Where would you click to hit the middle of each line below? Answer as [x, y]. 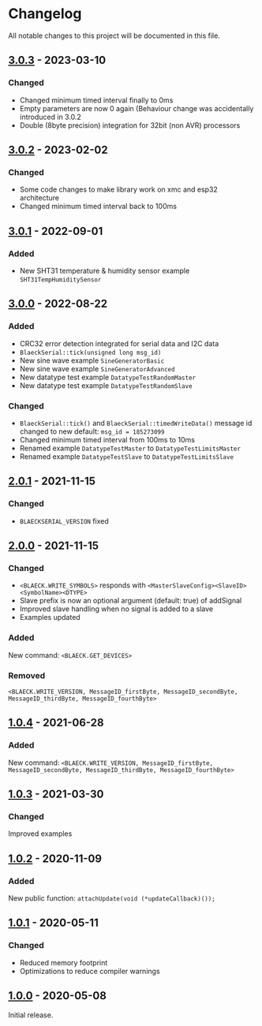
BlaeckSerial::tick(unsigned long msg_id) [90, 353]
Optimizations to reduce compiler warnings [90, 971]
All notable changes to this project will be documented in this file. [114, 35]
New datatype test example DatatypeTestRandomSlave [106, 385]
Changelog [45, 14]
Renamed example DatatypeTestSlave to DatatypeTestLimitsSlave [127, 456]
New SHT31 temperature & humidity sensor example [105, 270]
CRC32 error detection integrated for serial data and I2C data [119, 343]
